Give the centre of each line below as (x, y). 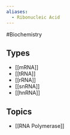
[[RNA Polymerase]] (39, 126)
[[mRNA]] (27, 67)
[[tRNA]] (25, 74)
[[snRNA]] (27, 87)
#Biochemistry (24, 34)
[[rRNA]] (25, 80)
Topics (19, 111)
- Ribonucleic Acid (36, 17)
